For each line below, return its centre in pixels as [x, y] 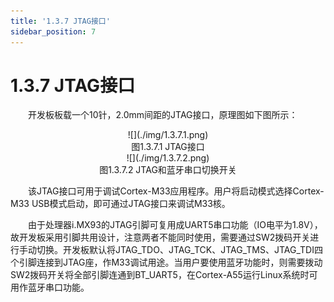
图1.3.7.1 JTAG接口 [168, 147]
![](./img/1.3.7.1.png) [168, 135]
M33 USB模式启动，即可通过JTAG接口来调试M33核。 [120, 204]
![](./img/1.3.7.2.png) [168, 158]
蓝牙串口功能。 [58, 287]
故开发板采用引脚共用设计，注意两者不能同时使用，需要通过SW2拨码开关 [160, 237]
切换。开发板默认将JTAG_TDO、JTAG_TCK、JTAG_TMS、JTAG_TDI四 [179, 250]
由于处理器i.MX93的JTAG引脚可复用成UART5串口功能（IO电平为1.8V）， [175, 225]
